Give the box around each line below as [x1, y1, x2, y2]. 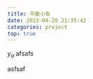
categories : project [7, 23, 68, 30]
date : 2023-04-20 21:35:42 [7, 17, 87, 24]
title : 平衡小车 [7, 10, 51, 18]
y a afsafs [7, 49, 34, 60]
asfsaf [7, 65, 26, 73]
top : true [7, 30, 37, 37]
